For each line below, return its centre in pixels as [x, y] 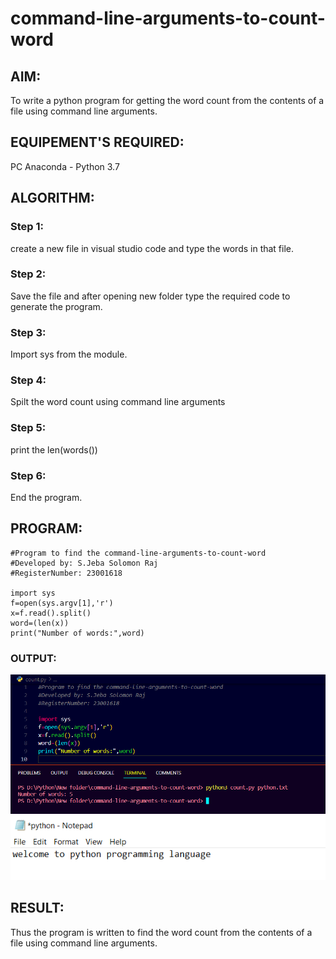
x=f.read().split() [51, 613]
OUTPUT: [33, 658]
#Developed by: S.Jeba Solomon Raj [84, 563]
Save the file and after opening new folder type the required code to [150, 296]
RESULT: [37, 908]
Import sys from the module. [69, 354]
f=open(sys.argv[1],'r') [62, 603]
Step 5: [28, 428]
